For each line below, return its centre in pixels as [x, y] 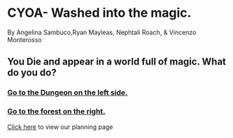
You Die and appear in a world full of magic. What [116, 62]
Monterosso [24, 39]
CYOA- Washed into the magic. [99, 13]
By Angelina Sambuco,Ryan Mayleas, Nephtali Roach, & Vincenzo [102, 32]
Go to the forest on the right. [57, 111]
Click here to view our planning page [60, 127]
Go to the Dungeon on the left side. [68, 92]
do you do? [32, 73]
